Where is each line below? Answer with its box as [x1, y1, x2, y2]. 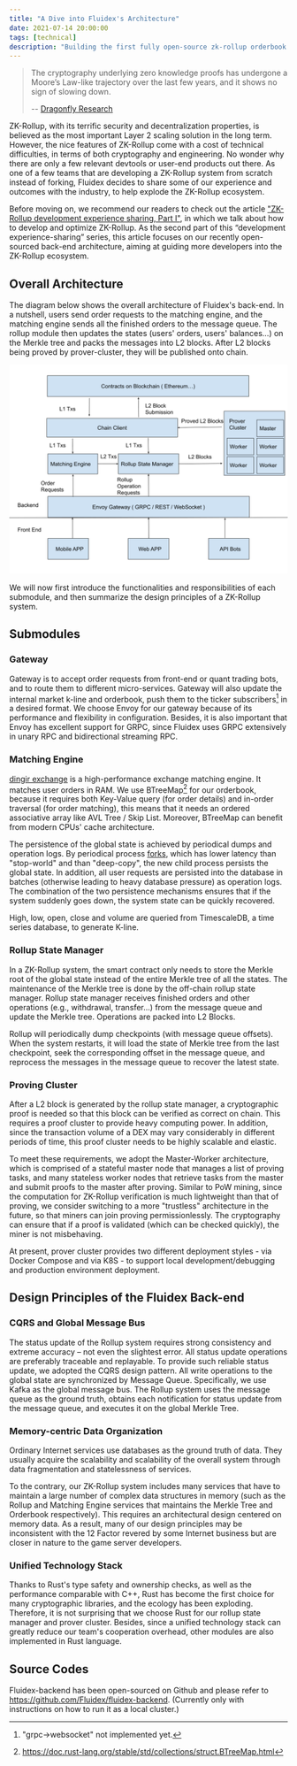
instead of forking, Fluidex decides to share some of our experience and [9, 177, 272, 188]
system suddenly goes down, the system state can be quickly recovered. [9, 895, 276, 906]
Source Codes [9, 1662, 89, 1677]
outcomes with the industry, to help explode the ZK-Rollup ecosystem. [9, 187, 265, 197]
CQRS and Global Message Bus [9, 1317, 146, 1329]
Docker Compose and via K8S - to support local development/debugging [9, 1255, 276, 1265]
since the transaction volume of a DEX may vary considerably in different [9, 1126, 276, 1137]
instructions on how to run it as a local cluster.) [9, 1704, 179, 1715]
